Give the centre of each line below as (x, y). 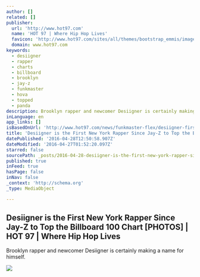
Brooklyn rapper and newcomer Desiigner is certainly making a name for (95, 251)
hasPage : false (25, 172)
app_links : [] (24, 122)
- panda (21, 106)
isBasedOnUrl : (24, 128)
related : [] (21, 17)
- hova (20, 95)
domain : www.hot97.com (40, 45)
